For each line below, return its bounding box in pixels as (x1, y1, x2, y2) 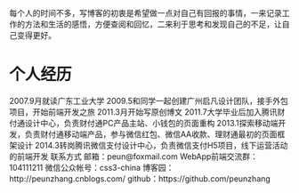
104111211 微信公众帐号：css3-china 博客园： (9, 162, 174, 173)
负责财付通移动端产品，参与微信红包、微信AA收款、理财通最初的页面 (24, 128, 278, 140)
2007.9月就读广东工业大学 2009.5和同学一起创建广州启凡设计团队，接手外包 (9, 95, 289, 106)
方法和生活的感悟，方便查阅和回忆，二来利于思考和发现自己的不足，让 (24, 19, 282, 29)
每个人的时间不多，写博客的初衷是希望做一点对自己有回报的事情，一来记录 (9, 8, 282, 18)
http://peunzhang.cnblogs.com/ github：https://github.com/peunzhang (9, 173, 271, 184)
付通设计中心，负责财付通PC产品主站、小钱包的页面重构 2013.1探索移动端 (9, 117, 279, 128)
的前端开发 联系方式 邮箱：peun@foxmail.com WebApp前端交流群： (9, 150, 258, 162)
